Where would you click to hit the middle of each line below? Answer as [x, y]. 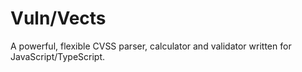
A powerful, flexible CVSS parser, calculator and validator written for [151, 46]
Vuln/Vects [58, 18]
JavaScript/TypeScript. [58, 56]
